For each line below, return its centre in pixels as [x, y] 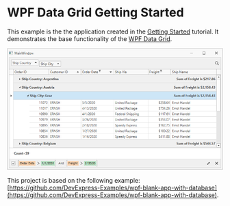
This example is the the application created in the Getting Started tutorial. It [113, 31]
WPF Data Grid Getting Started [95, 13]
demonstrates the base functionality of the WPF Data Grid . [90, 38]
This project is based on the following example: [74, 181]
